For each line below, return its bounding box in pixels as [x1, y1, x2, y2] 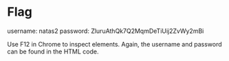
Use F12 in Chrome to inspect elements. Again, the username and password [7, 40, 222, 48]
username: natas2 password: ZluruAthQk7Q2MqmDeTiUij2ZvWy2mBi [7, 27, 204, 35]
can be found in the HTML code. [7, 47, 99, 56]
